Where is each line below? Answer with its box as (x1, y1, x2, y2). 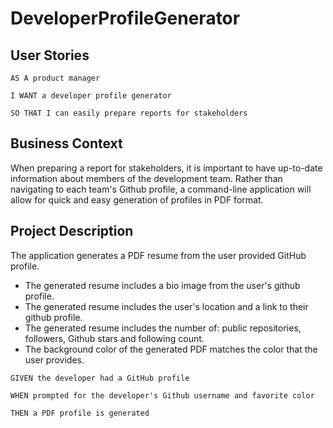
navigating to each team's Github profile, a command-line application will (10, 183, 312, 195)
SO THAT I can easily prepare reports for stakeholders (10, 108, 248, 118)
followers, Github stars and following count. (24, 332, 205, 344)
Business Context (10, 135, 123, 152)
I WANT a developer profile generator (10, 91, 172, 101)
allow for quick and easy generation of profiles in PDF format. (10, 193, 264, 206)
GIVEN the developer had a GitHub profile (10, 373, 190, 383)
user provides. (24, 353, 85, 366)
